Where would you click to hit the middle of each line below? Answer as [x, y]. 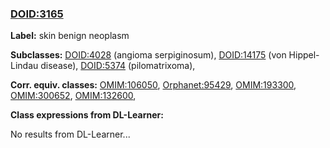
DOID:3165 [37, 14]
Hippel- [304, 55]
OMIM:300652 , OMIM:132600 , [73, 96]
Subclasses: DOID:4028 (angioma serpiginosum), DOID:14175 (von [148, 55]
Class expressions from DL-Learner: [87, 115]
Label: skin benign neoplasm [70, 36]
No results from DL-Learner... [70, 134]
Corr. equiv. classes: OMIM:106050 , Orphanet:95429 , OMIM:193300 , [153, 85]
